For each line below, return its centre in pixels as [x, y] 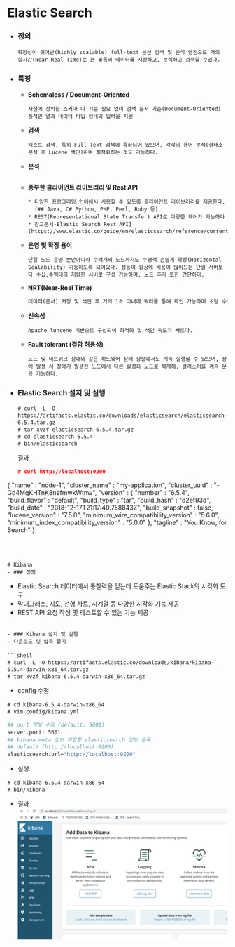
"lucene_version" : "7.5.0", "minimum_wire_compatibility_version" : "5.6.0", [113, 515]
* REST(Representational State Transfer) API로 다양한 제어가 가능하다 [126, 217]
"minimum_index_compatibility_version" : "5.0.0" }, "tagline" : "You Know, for [117, 522]
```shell [20, 655]
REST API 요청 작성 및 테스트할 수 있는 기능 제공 [83, 612]
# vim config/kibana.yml [43, 711]
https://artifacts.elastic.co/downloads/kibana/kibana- [131, 662]
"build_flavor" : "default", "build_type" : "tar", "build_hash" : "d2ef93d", [109, 500]
